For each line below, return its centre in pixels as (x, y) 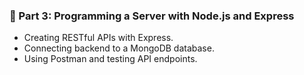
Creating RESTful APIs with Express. (98, 38)
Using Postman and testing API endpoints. (110, 59)
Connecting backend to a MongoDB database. (119, 48)
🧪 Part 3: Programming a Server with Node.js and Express (152, 16)
